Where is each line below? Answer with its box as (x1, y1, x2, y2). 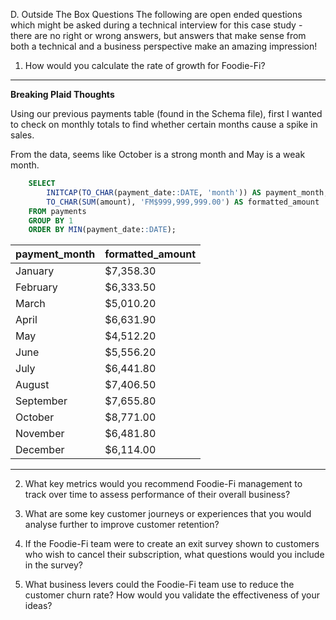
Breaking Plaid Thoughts (10, 89, 115, 100)
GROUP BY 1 (28, 215, 74, 226)
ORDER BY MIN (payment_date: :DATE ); (28, 225, 177, 235)
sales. (10, 129, 35, 141)
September (15, 394, 68, 408)
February (15, 280, 58, 294)
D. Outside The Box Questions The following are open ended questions (10, 9, 303, 20)
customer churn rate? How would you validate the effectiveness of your (24, 589, 320, 601)
